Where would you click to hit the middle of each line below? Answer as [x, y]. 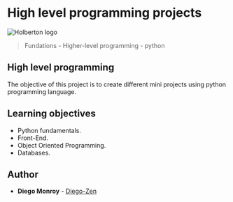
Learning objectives [52, 114]
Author [23, 174]
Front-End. [33, 138]
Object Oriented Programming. [62, 145]
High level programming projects [105, 13]
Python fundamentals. [49, 130]
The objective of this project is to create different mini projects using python [116, 84]
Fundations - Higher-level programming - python [94, 45]
